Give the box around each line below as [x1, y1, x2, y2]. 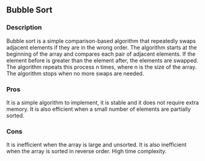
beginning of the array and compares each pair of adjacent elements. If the [6, 50, 196, 58]
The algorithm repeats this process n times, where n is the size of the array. [6, 63, 197, 70]
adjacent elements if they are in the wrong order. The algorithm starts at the [6, 43, 197, 51]
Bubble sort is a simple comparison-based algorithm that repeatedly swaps [6, 37, 196, 45]
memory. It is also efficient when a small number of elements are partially [6, 105, 191, 113]
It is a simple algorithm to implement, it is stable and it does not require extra [6, 99, 199, 106]
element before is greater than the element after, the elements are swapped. [6, 56, 199, 64]
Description [6, 23, 42, 32]
